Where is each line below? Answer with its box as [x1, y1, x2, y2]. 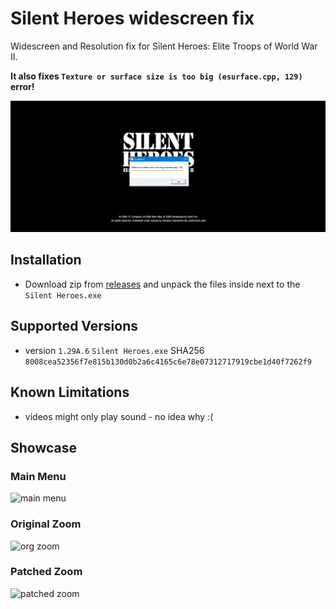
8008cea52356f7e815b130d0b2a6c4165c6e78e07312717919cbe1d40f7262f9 [24, 357, 312, 367]
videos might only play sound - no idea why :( [24, 410, 214, 422]
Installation [10, 252, 82, 269]
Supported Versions [10, 318, 138, 335]
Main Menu [10, 469, 67, 483]
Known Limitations [10, 384, 130, 401]
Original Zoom [10, 517, 82, 531]
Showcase [10, 439, 78, 456]
